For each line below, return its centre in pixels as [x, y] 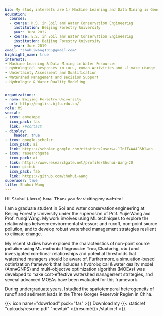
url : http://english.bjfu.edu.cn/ [44, 104]
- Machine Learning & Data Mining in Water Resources [61, 64]
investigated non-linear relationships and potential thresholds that [71, 254]
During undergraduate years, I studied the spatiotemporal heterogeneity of [80, 289]
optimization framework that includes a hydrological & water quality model [79, 264]
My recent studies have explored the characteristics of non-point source [78, 243]
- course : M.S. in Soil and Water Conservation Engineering [71, 23]
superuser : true [21, 181]
